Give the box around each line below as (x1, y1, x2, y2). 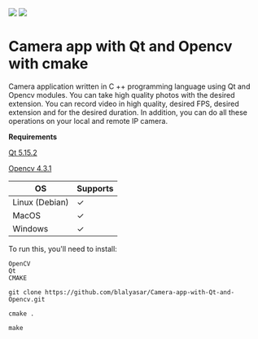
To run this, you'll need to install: (8, 244, 118, 253)
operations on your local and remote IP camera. (8, 116, 168, 125)
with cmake (8, 55, 89, 73)
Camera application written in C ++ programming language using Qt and (8, 81, 251, 91)
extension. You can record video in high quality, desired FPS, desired (8, 99, 240, 108)
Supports (77, 183, 114, 194)
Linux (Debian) (12, 196, 69, 208)
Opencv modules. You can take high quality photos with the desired (8, 90, 235, 99)
